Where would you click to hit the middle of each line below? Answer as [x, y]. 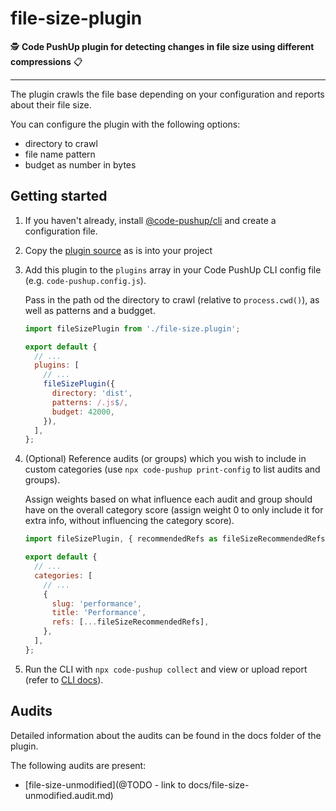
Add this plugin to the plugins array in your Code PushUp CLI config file [173, 269]
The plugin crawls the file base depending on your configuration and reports [167, 94]
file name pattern [60, 154]
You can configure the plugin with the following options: [125, 124]
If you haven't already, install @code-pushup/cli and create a [150, 220]
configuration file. [61, 231]
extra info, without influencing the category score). [129, 521]
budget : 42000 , [83, 412]
